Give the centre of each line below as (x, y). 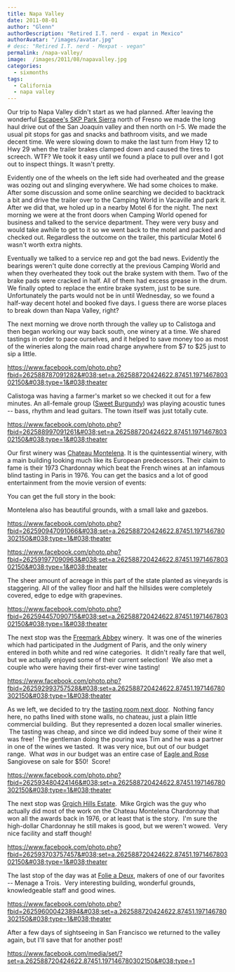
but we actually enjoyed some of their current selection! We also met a (110, 660)
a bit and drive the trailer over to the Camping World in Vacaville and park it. (117, 200)
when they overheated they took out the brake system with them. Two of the (117, 274)
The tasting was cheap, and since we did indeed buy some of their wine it (115, 732)
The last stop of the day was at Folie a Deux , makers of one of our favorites (116, 876)
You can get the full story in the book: (61, 497)
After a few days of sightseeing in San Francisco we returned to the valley (114, 933)
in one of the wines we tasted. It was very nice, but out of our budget (108, 747)
